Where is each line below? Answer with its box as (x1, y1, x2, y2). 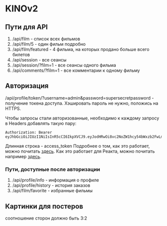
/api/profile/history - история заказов (12, 182, 90, 188)
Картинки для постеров (5, 202, 83, 211)
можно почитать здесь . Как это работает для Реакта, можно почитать (5, 148, 155, 154)
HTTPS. (5, 105, 21, 112)
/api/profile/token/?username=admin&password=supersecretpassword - (5, 95, 154, 101)
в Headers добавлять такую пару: (5, 120, 77, 126)
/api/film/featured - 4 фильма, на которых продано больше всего (12, 47, 150, 52)
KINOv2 (5, 3, 38, 14)
